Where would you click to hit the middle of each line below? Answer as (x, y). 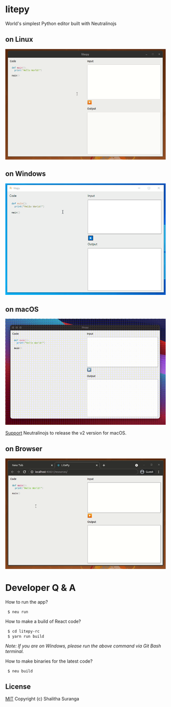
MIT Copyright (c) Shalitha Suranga (42, 699)
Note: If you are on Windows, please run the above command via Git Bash (83, 646)
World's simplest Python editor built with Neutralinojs (61, 23)
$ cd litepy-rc (23, 631)
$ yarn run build (26, 636)
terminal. (15, 651)
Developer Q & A (41, 588)
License (18, 686)
